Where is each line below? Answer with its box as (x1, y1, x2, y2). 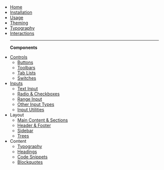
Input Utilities (17, 107, 45, 112)
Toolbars (17, 65, 36, 70)
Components (9, 44, 38, 50)
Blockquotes (17, 159, 43, 165)
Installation (9, 9, 33, 15)
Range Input (17, 96, 42, 102)
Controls (9, 54, 28, 60)
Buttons (17, 59, 34, 65)
